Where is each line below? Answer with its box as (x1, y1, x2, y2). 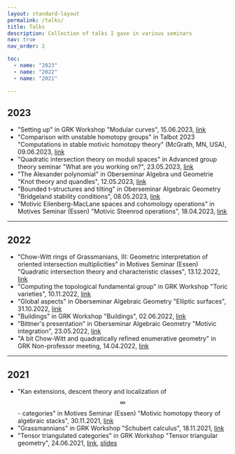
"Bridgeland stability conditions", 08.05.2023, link (17, 192, 161, 201)
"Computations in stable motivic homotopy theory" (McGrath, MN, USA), (17, 141, 227, 149)
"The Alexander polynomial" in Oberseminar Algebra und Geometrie (17, 170, 213, 178)
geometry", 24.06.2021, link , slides (17, 439, 117, 447)
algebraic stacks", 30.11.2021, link (17, 416, 114, 425)
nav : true (7, 36, 36, 43)
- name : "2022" (13, 68, 58, 76)
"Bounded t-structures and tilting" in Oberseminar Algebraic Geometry (17, 185, 221, 193)
